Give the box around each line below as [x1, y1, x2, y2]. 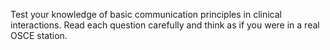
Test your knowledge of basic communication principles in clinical [10, 9, 282, 20]
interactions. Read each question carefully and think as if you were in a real [10, 19, 320, 31]
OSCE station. [10, 30, 68, 41]
